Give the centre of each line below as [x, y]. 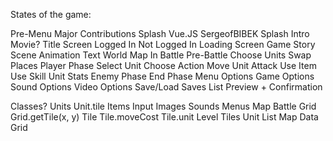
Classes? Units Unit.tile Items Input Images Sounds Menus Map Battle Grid [163, 106]
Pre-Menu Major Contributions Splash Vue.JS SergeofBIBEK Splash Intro [160, 33]
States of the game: [51, 14]
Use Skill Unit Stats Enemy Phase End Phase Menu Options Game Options [162, 76]
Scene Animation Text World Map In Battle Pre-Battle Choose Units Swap [161, 55]
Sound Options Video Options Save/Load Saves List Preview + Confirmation [166, 87]
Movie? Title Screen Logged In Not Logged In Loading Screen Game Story [163, 44]
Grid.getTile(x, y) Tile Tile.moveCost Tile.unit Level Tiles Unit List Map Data [164, 117]
